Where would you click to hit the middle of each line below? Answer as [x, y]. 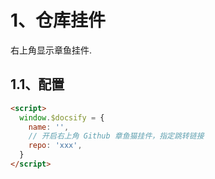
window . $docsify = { [62, 117]
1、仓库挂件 [58, 20]
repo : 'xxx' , [55, 146]
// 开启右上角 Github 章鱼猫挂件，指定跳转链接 [116, 136]
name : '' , [49, 127]
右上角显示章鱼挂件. [51, 50]
